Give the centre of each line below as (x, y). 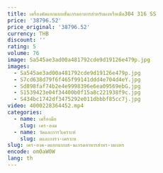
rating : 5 (22, 47)
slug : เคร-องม (39, 125)
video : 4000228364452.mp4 (45, 106)
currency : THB (28, 34)
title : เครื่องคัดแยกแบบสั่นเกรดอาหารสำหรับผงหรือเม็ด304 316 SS (82, 14)
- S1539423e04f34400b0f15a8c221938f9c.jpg (77, 93)
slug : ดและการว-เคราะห (48, 138)
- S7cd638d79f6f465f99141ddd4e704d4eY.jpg (77, 79)
